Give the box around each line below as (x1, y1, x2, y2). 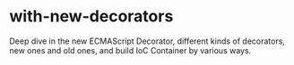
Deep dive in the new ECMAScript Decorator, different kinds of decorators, (9, 36, 285, 46)
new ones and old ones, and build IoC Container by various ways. (9, 45, 252, 55)
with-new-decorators (9, 6, 174, 27)
